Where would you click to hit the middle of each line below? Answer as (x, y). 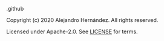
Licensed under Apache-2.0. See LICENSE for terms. (72, 31)
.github (15, 9)
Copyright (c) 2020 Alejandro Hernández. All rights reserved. (82, 20)
